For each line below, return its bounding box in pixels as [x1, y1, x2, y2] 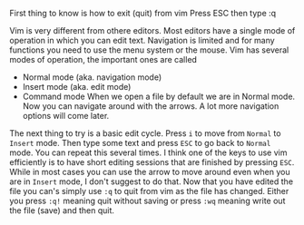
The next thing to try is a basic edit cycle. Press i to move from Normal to [9, 128, 281, 139]
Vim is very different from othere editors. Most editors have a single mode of [9, 25, 296, 35]
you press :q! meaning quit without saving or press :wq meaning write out [9, 195, 286, 206]
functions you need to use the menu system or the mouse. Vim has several [9, 44, 289, 55]
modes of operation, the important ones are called [9, 54, 198, 64]
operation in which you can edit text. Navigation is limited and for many [9, 35, 275, 45]
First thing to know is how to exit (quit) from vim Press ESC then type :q [9, 8, 277, 18]
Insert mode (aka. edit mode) [22, 82, 132, 92]
